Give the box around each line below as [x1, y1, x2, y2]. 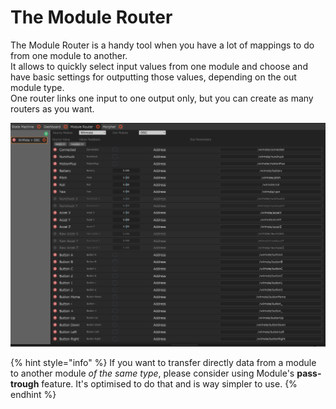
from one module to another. [10, 49, 128, 61]
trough [10, 377, 40, 390]
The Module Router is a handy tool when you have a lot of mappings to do [10, 39, 315, 51]
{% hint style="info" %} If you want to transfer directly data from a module [10, 356, 317, 368]
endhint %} [10, 388, 57, 400]
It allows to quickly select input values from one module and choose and [10, 60, 308, 72]
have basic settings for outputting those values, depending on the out [10, 71, 297, 83]
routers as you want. [10, 102, 95, 115]
